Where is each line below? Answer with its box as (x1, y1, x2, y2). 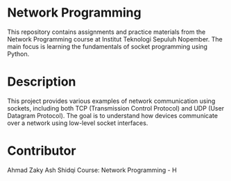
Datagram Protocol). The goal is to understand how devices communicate (7, 111, 219, 120)
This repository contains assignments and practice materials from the (7, 28, 206, 36)
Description (7, 74, 76, 90)
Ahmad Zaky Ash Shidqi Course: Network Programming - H (7, 166, 177, 174)
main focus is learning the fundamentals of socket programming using (7, 42, 208, 50)
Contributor (7, 143, 76, 159)
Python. (7, 50, 30, 58)
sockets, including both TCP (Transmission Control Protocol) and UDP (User (7, 104, 224, 112)
